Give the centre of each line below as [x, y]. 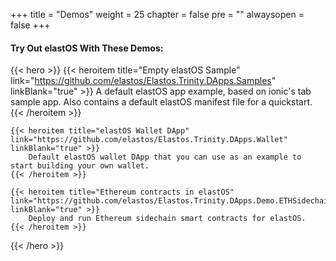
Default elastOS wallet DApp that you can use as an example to [165, 157]
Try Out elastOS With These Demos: [87, 48]
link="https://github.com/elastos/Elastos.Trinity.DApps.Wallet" [149, 140]
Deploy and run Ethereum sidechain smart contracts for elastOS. [167, 219]
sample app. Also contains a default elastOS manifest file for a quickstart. [161, 102]
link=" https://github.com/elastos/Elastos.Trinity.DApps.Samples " [143, 81]
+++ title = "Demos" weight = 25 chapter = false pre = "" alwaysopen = [157, 14]
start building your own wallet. [80, 166]
